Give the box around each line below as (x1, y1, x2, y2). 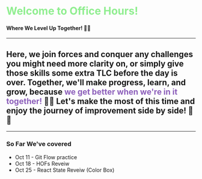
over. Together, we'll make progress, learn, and (6, 77, 186, 88)
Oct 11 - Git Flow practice (14, 153, 78, 160)
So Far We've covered (6, 140, 72, 148)
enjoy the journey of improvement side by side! (6, 105, 186, 115)
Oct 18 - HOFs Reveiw (14, 160, 70, 167)
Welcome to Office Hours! (6, 4, 138, 18)
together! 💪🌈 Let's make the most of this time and (6, 96, 195, 106)
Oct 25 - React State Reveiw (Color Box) (14, 166, 115, 174)
